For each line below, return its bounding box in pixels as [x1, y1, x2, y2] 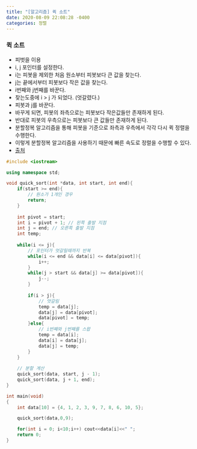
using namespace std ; [6, 170, 61, 176]
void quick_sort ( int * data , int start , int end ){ [6, 180, 133, 186]
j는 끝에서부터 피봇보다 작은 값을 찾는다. [14, 78, 108, 86]
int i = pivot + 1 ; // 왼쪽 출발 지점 [17, 220, 107, 226]
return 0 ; [17, 432, 42, 438]
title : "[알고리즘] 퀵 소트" [6, 8, 70, 15]
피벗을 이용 [14, 56, 41, 63]
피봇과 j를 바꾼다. [14, 101, 55, 109]
